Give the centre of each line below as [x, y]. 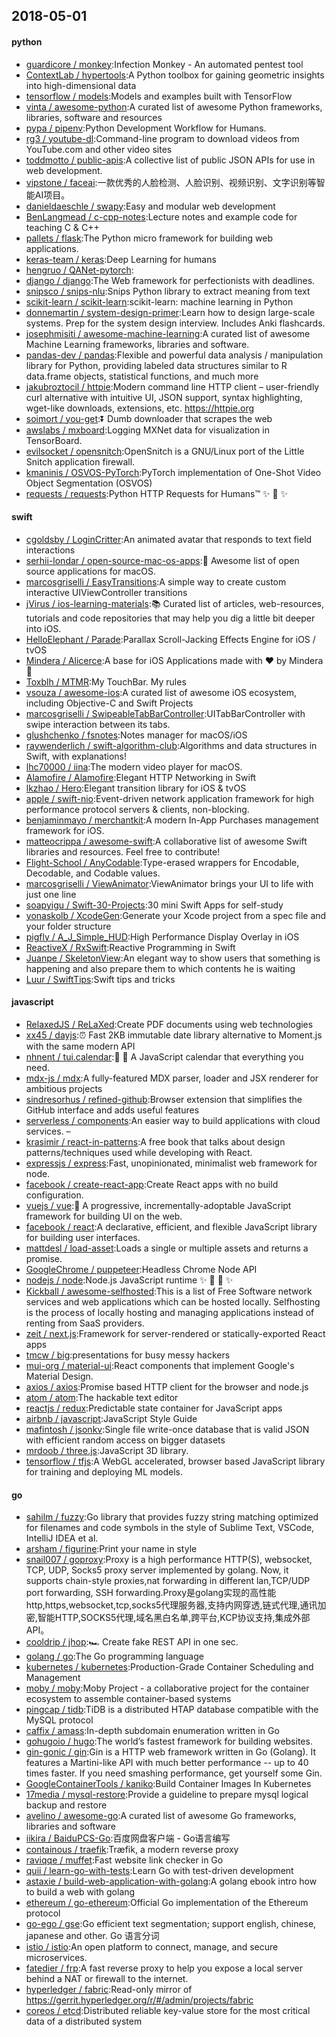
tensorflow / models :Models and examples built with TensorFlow [159, 96]
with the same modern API [80, 1046]
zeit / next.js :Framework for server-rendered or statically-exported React [175, 1333]
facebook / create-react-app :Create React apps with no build [152, 1184]
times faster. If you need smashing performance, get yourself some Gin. [174, 1773]
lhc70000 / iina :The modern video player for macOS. [134, 766]
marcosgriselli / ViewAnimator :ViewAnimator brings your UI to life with [169, 883]
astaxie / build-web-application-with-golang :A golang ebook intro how [171, 1881]
